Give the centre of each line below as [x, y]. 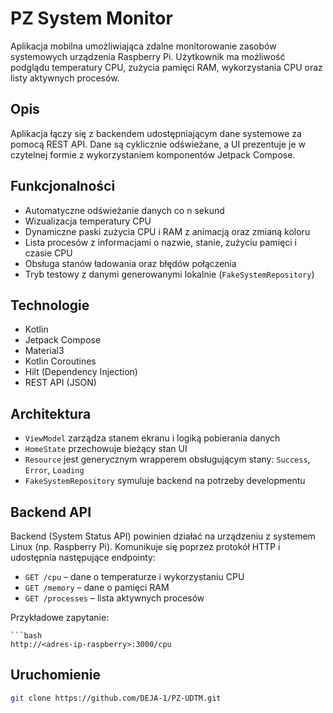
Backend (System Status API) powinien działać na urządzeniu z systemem [163, 536]
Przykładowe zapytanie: [60, 617]
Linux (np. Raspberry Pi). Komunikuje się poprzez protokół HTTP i [145, 546]
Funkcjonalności [63, 186]
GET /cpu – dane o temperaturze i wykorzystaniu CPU [134, 576]
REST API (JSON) [60, 383]
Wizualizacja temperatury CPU [88, 221]
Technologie [50, 305]
